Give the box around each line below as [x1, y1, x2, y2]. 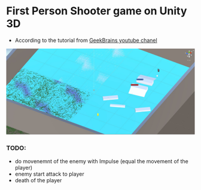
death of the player [14, 176, 62, 183]
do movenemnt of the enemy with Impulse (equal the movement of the [14, 157, 188, 165]
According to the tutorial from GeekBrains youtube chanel [14, 36, 157, 44]
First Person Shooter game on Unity [6, 4, 187, 18]
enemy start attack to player [14, 170, 85, 177]
